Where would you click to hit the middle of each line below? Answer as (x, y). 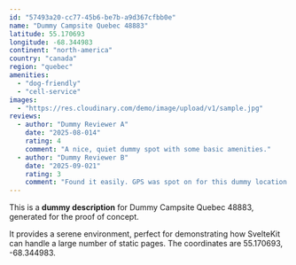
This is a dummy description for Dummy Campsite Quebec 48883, (132, 207)
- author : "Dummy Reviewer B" (73, 157)
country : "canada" (43, 58)
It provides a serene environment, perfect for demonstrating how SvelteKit (145, 234)
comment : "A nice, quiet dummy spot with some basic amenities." (148, 149)
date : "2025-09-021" (63, 166)
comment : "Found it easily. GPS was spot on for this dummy (138, 183)
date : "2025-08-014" (63, 133)
